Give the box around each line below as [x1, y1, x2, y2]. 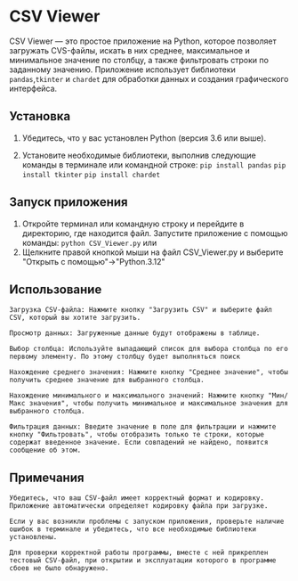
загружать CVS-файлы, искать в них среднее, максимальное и [9, 45, 251, 55]
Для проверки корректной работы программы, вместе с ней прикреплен [9, 548, 269, 558]
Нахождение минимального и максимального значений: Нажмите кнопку [9, 391, 265, 400]
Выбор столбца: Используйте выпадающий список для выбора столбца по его [9, 345, 289, 354]
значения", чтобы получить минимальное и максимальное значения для [28, 399, 289, 408]
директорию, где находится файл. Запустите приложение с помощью [21, 227, 288, 238]
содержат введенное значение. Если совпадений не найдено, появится [9, 438, 269, 447]
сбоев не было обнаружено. [9, 564, 109, 573]
